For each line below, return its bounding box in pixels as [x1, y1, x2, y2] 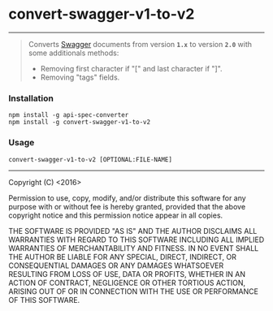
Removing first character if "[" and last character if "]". [40, 63, 223, 73]
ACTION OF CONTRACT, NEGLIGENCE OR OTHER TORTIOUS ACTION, [8, 278, 246, 287]
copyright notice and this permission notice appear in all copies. [8, 210, 223, 220]
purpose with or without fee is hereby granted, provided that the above [8, 201, 246, 211]
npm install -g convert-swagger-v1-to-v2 [8, 119, 151, 127]
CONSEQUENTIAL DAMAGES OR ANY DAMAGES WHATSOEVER [8, 261, 224, 270]
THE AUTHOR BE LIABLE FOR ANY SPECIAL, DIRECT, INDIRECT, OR [8, 252, 237, 261]
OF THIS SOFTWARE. [8, 295, 80, 305]
